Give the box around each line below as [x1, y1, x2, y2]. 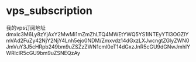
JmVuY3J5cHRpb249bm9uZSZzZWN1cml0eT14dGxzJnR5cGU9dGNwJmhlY [6, 43, 191, 50]
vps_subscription [6, 4, 92, 18]
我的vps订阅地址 [6, 24, 46, 31]
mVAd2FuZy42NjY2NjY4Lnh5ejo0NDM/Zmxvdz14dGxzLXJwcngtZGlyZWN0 [6, 37, 190, 44]
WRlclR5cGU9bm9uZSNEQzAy [6, 49, 81, 56]
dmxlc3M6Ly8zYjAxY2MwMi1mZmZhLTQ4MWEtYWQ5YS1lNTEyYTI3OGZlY [6, 30, 189, 37]
